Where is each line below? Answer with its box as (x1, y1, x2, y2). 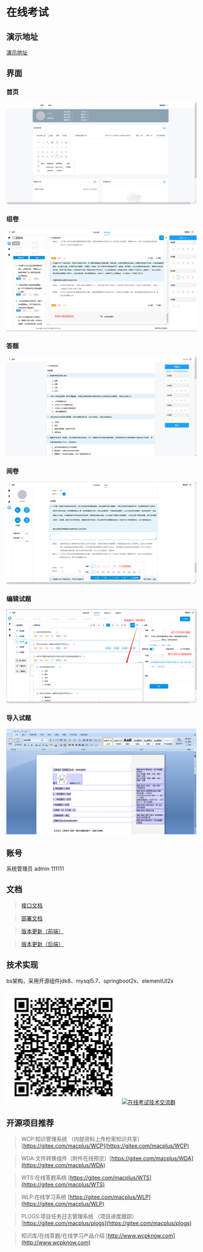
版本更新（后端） (21, 940, 64, 947)
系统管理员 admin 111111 (6, 865, 65, 872)
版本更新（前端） (21, 927, 64, 935)
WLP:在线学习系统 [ (21, 1193, 70, 1200)
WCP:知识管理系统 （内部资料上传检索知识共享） (21, 1135, 143, 1142)
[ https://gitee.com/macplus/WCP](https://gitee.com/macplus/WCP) (21, 1142, 189, 1149)
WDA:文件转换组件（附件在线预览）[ (21, 1154, 112, 1162)
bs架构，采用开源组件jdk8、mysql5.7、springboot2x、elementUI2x (6, 977, 174, 984)
